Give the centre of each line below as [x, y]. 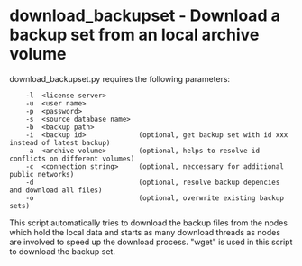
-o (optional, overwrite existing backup [155, 198]
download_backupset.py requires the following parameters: [120, 78]
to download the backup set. [62, 251]
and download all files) [56, 190]
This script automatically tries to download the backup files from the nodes [149, 223]
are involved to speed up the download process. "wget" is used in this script [151, 242]
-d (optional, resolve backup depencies [153, 182]
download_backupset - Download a [145, 16]
